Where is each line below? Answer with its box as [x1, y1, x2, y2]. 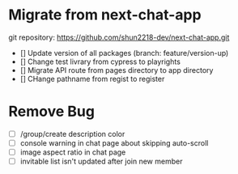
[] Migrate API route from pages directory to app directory [19, 65, 214, 74]
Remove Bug [8, 103, 96, 121]
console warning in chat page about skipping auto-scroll [19, 138, 209, 147]
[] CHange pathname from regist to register [19, 74, 165, 83]
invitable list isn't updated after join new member [19, 156, 183, 167]
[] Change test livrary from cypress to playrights [19, 57, 181, 66]
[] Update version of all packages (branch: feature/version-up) [19, 48, 229, 57]
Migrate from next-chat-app [8, 6, 202, 24]
